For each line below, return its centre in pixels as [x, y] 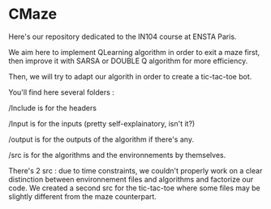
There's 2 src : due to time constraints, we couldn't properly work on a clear [135, 170]
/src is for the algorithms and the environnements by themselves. [117, 155]
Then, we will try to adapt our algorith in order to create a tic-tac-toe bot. [130, 76]
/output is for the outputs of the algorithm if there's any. [101, 139]
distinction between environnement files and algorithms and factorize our [131, 179]
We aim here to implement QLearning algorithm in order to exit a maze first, [134, 52]
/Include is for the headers [53, 108]
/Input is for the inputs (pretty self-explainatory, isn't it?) [102, 123]
